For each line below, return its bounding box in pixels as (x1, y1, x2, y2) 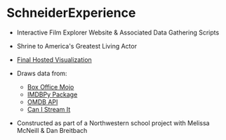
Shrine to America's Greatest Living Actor (16, 42, 138, 50)
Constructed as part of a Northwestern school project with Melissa (16, 118, 210, 127)
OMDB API (27, 97, 58, 106)
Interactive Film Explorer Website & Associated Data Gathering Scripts (16, 28, 220, 37)
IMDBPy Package (27, 90, 78, 98)
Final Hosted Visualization (16, 55, 92, 64)
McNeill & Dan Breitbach (16, 126, 88, 134)
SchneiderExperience (6, 5, 136, 21)
